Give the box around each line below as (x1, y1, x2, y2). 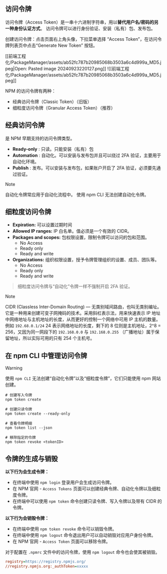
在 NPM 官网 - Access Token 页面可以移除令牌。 (12, 538, 110, 544)
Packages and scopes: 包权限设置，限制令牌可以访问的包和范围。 (12, 234, 149, 240)
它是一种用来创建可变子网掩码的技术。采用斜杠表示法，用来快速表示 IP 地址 (5, 310, 161, 316)
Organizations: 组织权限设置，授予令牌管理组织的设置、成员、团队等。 (12, 257, 159, 263)
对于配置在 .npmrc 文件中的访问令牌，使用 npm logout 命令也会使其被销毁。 (5, 549, 160, 555)
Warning (5, 365, 22, 371)
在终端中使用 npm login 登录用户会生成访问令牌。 (12, 480, 114, 486)
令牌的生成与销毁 (5, 454, 58, 463)
